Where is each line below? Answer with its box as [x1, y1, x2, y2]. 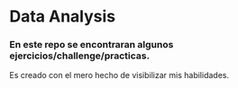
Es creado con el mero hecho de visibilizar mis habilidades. [9, 70, 230, 81]
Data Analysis [9, 6, 116, 27]
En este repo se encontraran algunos [9, 39, 174, 51]
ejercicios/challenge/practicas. [9, 49, 151, 62]
